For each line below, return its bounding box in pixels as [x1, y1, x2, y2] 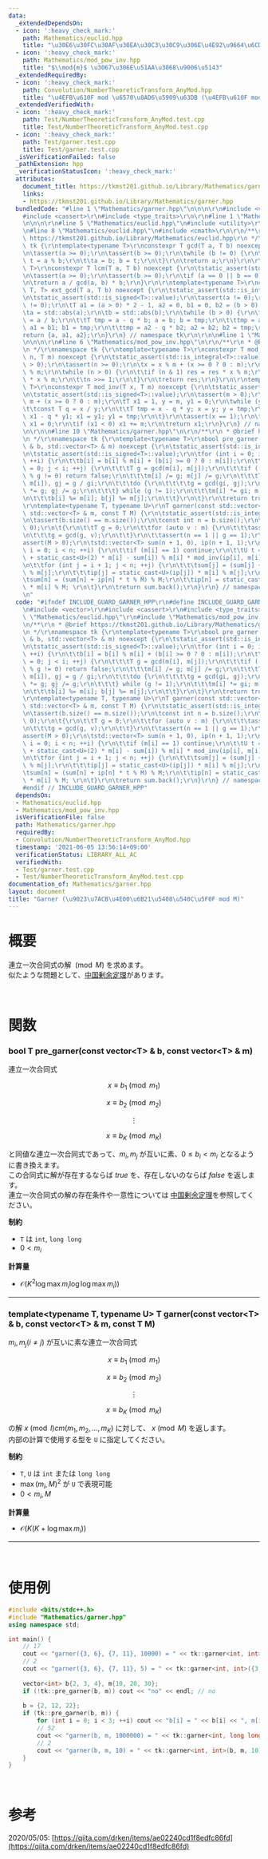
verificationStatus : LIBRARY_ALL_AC [15, 850, 137, 858]
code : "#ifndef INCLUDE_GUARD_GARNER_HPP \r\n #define [15, 598, 195, 606]
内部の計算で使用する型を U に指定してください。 [8, 1434, 170, 1444]
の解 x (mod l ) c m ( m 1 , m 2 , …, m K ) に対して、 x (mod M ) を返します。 [8, 1423, 231, 1434]
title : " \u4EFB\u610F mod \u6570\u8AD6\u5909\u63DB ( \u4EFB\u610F [22, 93, 248, 101]
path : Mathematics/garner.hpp [15, 821, 116, 829]
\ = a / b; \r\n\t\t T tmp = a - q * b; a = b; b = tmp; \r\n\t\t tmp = [22, 316, 255, 324]
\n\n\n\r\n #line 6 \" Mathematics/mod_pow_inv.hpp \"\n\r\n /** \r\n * [22, 339, 251, 347]
